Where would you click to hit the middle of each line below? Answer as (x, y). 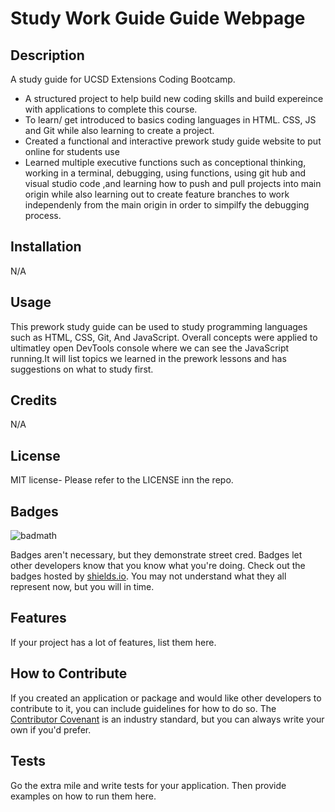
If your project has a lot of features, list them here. (113, 642)
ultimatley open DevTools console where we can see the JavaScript (150, 348)
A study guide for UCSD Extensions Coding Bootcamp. (123, 79)
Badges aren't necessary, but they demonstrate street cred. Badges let (156, 555)
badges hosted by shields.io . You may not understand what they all (148, 576)
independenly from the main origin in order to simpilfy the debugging (167, 205)
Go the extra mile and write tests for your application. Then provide (148, 785)
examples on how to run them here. (83, 796)
